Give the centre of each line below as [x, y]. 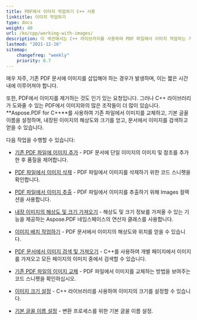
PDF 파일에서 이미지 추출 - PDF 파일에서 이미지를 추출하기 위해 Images [96, 192]
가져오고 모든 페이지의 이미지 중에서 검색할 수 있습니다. [84, 258]
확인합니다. [27, 179]
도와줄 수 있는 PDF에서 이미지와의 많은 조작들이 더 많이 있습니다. [86, 105]
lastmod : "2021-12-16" [34, 45]
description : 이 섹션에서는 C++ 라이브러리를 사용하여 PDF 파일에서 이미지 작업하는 [96, 39]
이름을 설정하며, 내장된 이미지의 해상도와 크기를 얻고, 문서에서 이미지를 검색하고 [97, 120]
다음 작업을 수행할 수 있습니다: [41, 140]
